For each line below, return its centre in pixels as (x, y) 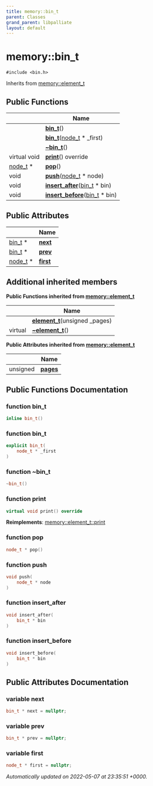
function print (26, 499)
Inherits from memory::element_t (45, 83)
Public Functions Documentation (67, 390)
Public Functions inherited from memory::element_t (70, 296)
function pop (25, 537)
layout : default (26, 28)
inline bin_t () (25, 419)
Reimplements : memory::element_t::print (56, 522)
